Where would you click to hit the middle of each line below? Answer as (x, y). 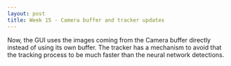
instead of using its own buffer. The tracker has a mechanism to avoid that (114, 47)
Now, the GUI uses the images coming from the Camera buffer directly (109, 40)
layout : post (26, 14)
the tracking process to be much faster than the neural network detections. (116, 55)
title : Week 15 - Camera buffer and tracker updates (86, 20)
